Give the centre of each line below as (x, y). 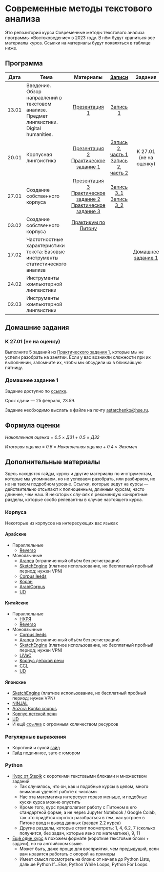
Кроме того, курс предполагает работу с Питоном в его (78, 807)
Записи (119, 77)
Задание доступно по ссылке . (36, 391)
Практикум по (88, 222)
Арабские (16, 534)
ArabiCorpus (32, 587)
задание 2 (88, 199)
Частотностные (45, 239)
